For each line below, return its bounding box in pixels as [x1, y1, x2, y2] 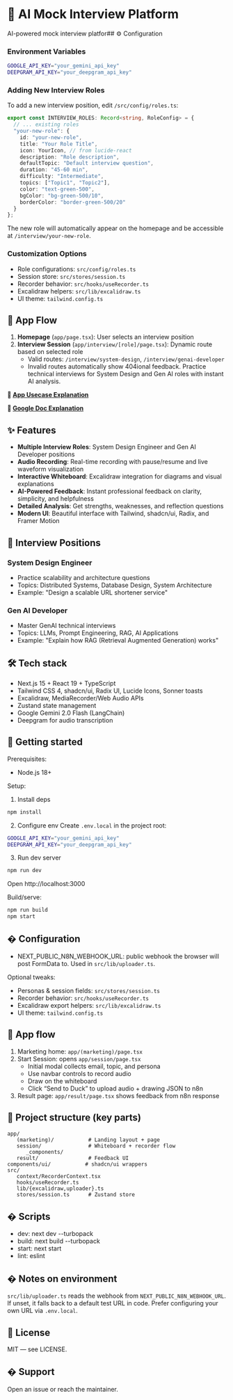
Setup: [7, 782, 26, 790]
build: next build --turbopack [17, 1237, 101, 1246]
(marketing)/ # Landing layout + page [16, 1136, 160, 1143]
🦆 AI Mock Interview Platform [7, 6, 179, 22]
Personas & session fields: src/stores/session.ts [17, 986, 161, 995]
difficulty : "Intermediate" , [19, 173, 104, 180]
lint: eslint [17, 1252, 45, 1260]
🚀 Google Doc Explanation [7, 404, 84, 412]
